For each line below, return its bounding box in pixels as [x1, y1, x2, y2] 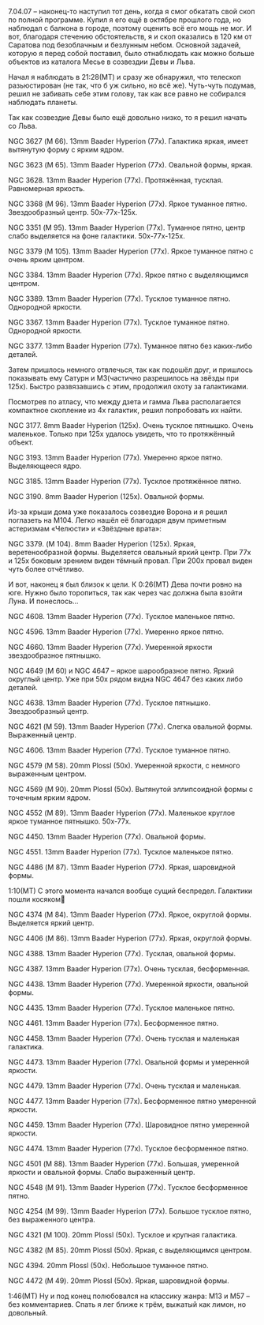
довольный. [8, 1308, 48, 1317]
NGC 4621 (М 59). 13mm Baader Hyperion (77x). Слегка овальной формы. [8, 722, 253, 731]
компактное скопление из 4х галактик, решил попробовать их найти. [8, 406, 243, 415]
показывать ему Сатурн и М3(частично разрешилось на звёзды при [8, 373, 239, 382]
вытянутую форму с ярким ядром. [8, 145, 125, 154]
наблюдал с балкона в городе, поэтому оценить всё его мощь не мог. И [8, 24, 252, 32]
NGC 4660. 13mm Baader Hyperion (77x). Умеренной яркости [8, 643, 213, 651]
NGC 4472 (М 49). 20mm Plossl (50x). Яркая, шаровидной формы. [8, 1276, 230, 1286]
